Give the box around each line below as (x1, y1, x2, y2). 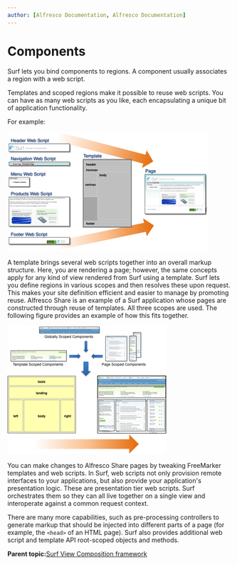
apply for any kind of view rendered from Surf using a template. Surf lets (7, 273, 221, 281)
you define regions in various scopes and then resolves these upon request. (7, 281, 231, 289)
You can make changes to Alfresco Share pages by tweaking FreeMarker (7, 461, 222, 469)
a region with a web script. (7, 74, 85, 83)
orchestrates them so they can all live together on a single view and (7, 491, 206, 500)
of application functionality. (7, 104, 88, 112)
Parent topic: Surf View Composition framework (7, 549, 147, 558)
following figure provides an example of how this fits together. (7, 311, 189, 319)
